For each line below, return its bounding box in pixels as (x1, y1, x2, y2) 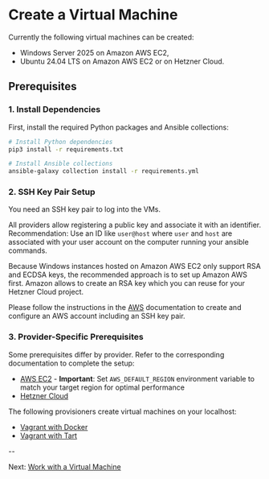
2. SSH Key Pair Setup (8, 187, 96, 198)
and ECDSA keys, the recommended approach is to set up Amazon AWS (8, 270, 247, 279)
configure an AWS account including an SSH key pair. (8, 312, 186, 321)
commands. (8, 246, 48, 255)
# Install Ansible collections (8, 159, 113, 168)
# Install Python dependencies (8, 138, 113, 146)
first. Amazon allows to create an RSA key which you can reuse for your (8, 279, 246, 288)
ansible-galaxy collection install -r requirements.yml (8, 167, 199, 175)
